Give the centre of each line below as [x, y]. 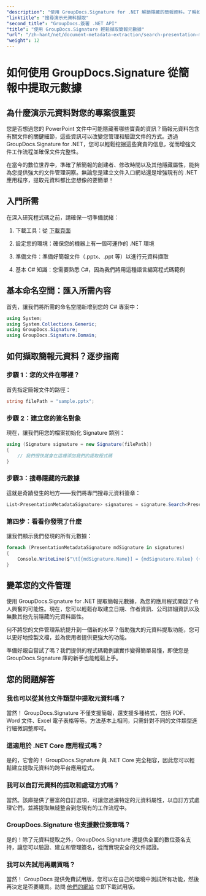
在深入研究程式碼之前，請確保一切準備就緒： [63, 217]
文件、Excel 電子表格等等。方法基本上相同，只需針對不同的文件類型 [107, 720]
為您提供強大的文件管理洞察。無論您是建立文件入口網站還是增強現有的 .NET [102, 172]
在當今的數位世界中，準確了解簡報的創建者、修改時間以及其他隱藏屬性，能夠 [103, 165]
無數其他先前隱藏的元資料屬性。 [47, 617]
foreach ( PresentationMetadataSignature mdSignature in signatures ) [96, 547]
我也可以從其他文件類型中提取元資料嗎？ [66, 698]
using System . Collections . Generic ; [52, 324]
